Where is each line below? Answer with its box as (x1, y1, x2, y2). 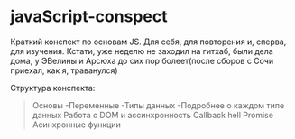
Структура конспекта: (10, 82, 96, 93)
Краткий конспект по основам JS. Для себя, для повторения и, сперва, (10, 36, 287, 47)
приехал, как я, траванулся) (10, 65, 118, 76)
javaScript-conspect (10, 6, 168, 27)
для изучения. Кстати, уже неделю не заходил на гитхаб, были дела (10, 45, 273, 56)
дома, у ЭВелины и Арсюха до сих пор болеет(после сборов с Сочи (10, 55, 274, 66)
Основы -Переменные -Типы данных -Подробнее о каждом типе (32, 99, 285, 110)
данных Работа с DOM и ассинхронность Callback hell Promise (32, 109, 274, 120)
